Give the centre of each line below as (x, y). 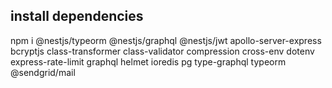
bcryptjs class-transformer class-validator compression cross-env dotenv (162, 51)
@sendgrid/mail (43, 72)
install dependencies (77, 16)
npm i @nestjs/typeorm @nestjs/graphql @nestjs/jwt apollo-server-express (166, 40)
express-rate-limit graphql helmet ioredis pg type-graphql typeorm (148, 61)
